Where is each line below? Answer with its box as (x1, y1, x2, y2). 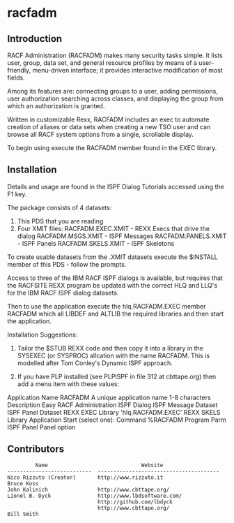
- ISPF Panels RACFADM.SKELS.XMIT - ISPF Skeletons (17, 239, 175, 247)
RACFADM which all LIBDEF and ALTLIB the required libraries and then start (7, 309, 224, 318)
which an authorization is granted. (7, 102, 105, 110)
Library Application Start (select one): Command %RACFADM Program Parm (7, 415, 226, 424)
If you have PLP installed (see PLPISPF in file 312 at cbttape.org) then (17, 372, 217, 381)
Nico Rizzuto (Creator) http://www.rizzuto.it (7, 473, 164, 481)
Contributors (7, 443, 65, 455)
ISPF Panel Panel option (7, 422, 76, 431)
